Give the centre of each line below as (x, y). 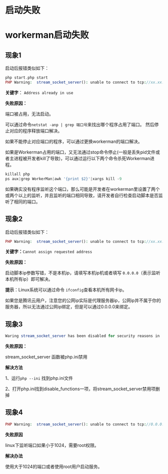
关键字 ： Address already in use (39, 92)
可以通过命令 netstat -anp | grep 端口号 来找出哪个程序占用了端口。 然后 (80, 124)
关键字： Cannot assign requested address (49, 252)
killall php (17, 174)
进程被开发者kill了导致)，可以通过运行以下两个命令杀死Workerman (82, 158)
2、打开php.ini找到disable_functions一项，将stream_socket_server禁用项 (80, 389)
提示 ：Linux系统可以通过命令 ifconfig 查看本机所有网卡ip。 (66, 290)
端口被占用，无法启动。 (29, 114)
